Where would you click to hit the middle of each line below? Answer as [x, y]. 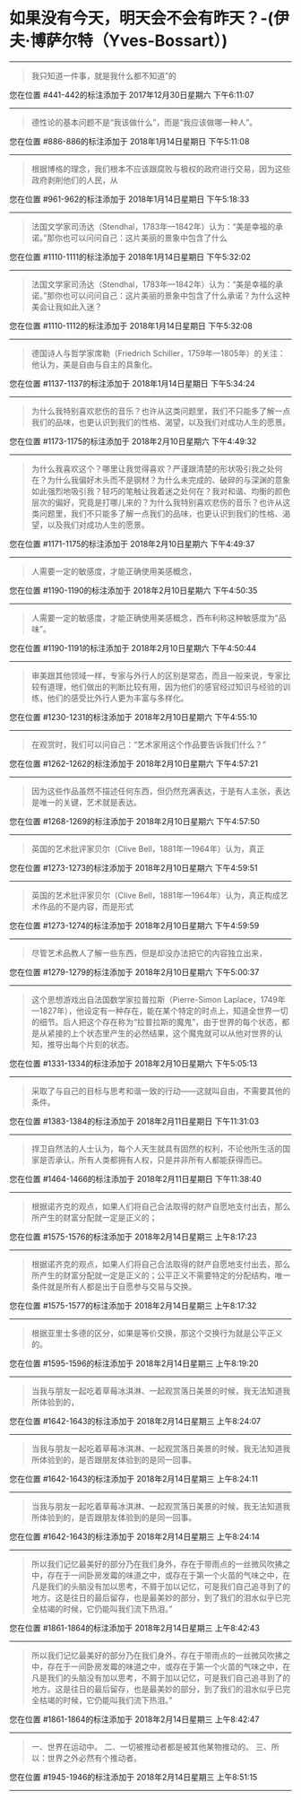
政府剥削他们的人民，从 [74, 179]
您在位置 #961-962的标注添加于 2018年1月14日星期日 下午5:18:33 [129, 199]
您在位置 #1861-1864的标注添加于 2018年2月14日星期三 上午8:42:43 [134, 1628]
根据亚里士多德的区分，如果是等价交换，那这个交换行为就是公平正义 [157, 1333]
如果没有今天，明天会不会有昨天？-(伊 [149, 18]
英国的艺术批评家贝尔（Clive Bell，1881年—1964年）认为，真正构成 [155, 895]
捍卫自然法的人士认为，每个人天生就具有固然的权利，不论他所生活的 [157, 1148]
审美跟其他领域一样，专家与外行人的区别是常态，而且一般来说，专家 [157, 675]
